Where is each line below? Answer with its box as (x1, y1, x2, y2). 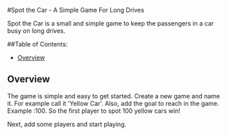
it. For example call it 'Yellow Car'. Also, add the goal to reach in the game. (7, 99, 219, 107)
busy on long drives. (7, 27, 66, 35)
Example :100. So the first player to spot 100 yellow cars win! (7, 107, 180, 115)
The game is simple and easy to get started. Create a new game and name (7, 91, 220, 100)
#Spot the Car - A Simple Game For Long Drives (7, 6, 144, 14)
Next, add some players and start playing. (7, 120, 127, 128)
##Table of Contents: (7, 40, 68, 48)
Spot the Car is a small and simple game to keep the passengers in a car (7, 19, 214, 27)
